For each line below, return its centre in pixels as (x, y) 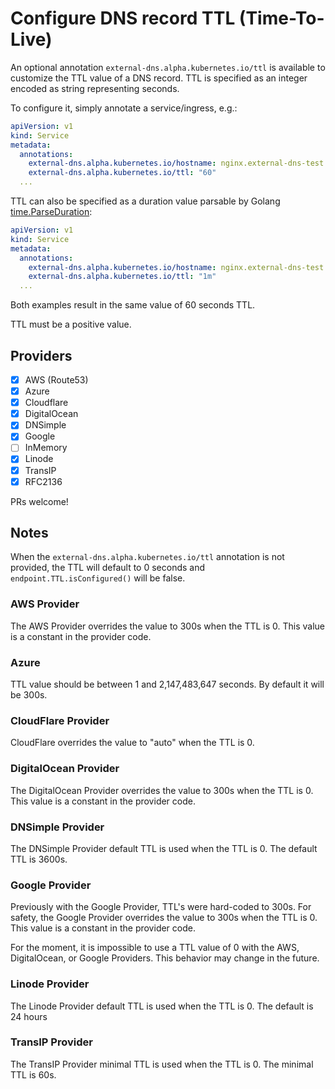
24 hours (29, 1016)
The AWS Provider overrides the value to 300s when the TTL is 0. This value (168, 626)
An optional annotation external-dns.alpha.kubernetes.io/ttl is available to (168, 67)
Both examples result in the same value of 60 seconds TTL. (133, 305)
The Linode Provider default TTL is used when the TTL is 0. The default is (162, 1006)
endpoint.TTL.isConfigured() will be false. (98, 578)
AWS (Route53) (56, 380)
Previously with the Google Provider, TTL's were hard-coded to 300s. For (161, 907)
